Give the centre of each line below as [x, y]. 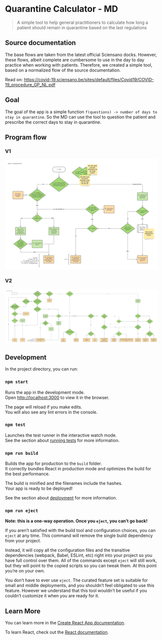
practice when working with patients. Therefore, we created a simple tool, [79, 65]
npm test [15, 425]
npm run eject [22, 511]
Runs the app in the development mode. [45, 392]
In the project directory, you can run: [41, 369]
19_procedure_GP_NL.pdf [30, 85]
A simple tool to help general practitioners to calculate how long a [82, 22]
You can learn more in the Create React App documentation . [65, 623]
